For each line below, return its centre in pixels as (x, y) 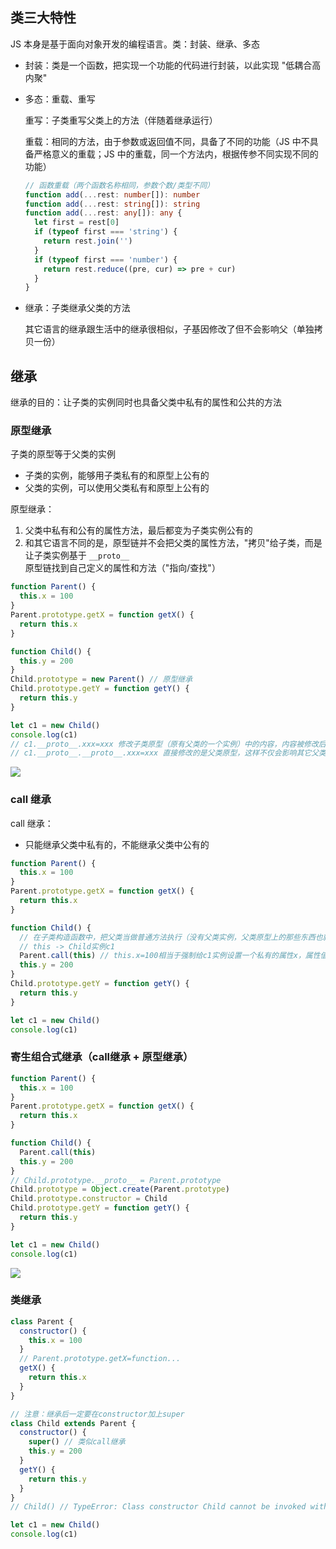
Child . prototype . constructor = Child (89, 1199)
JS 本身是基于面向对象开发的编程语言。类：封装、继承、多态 (135, 44)
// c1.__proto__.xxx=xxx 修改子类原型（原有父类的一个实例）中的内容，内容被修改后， (172, 744)
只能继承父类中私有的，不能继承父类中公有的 (117, 844)
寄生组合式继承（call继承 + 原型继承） (102, 1057)
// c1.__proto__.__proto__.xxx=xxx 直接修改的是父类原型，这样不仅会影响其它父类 (168, 753)
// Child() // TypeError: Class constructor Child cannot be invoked (158, 1507)
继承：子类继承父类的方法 (77, 308)
